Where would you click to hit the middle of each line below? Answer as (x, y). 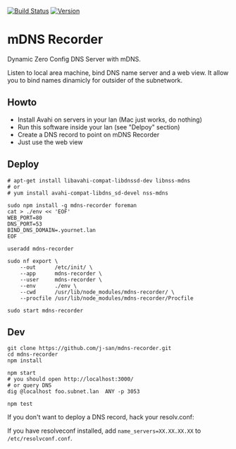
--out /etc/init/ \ (56, 267)
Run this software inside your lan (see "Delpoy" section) (99, 127)
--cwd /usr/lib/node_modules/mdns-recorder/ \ (97, 292)
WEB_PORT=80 (25, 218)
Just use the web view (50, 142)
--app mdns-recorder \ (61, 273)
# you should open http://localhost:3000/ (70, 379)
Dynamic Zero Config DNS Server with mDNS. (74, 59)
